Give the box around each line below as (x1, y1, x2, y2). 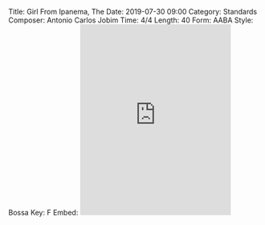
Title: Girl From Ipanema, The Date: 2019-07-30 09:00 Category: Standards (8, 7, 258, 16)
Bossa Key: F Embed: (8, 208, 79, 217)
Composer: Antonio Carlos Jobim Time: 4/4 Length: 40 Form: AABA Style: (8, 15, 254, 25)
